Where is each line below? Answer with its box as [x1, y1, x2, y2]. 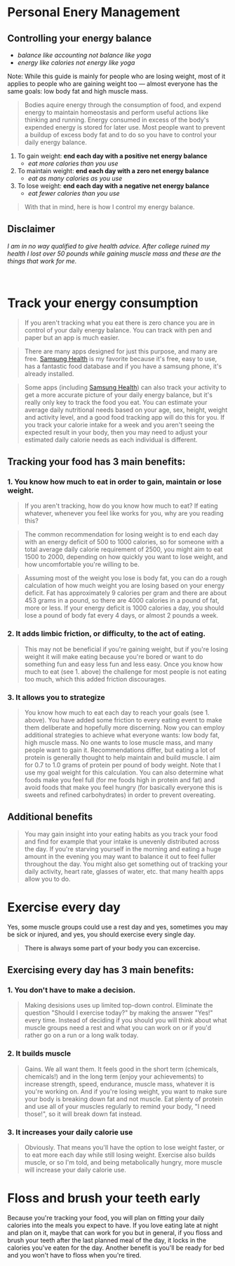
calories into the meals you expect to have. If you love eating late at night [7, 1221, 219, 1229]
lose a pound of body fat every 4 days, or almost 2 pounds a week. [24, 611, 219, 620]
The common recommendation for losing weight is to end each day [24, 530, 219, 539]
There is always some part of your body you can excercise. [24, 944, 201, 952]
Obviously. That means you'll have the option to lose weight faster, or [24, 1143, 224, 1152]
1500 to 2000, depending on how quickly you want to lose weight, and [24, 553, 228, 561]
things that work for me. [7, 256, 77, 265]
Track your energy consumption [7, 295, 199, 311]
